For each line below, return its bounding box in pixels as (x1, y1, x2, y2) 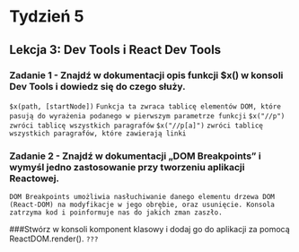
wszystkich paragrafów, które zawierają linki (9, 128, 187, 138)
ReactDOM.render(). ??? (9, 233, 99, 244)
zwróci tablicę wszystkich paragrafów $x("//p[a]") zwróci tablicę (9, 121, 263, 130)
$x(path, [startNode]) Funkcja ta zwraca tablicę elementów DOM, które (9, 101, 281, 111)
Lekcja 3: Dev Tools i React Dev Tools (9, 42, 222, 57)
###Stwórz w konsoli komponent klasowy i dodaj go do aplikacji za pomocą (9, 224, 290, 235)
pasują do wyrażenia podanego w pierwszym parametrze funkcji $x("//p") (9, 111, 286, 120)
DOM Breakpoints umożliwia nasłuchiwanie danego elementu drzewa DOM (9, 193, 276, 202)
